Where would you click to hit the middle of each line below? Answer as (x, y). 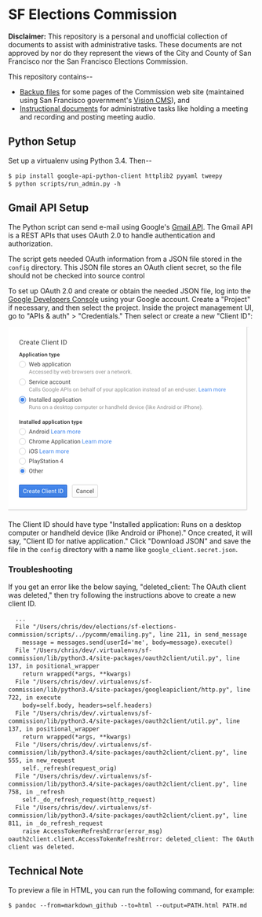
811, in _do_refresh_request (56, 823)
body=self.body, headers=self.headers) (87, 705)
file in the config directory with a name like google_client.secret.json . (123, 549)
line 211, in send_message (203, 635)
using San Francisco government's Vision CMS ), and (105, 100)
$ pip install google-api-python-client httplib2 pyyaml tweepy (115, 176)
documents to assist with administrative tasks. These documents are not (125, 44)
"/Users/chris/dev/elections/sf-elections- (105, 627)
